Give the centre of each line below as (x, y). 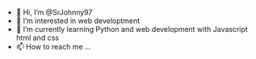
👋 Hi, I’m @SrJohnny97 (54, 12)
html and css (37, 37)
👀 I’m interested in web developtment (78, 21)
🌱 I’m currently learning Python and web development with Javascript (132, 29)
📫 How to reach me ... (53, 47)
